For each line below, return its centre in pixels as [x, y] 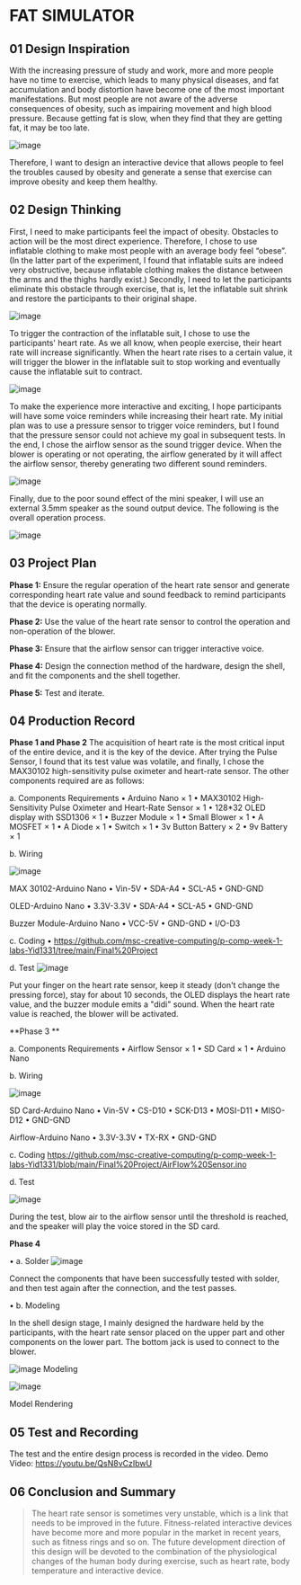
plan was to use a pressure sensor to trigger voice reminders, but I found [144, 425]
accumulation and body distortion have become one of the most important [147, 89]
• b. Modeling [35, 1305]
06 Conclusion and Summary [93, 1492]
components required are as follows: [77, 781]
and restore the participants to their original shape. [103, 298]
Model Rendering [41, 1404]
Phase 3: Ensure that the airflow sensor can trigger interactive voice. [137, 648]
